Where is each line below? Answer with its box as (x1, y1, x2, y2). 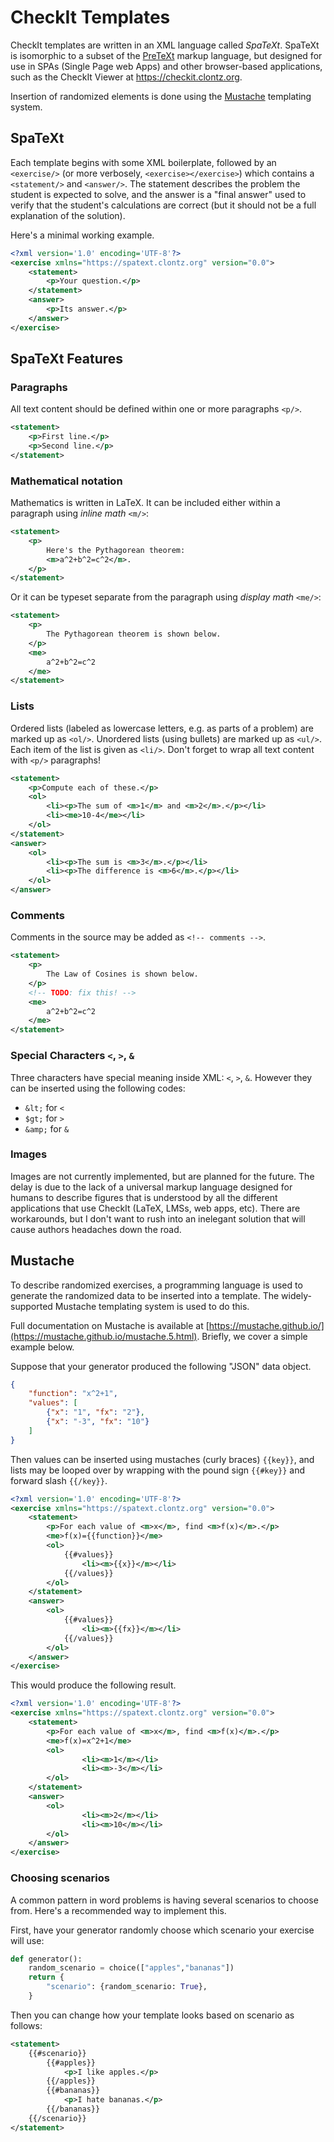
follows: (10, 2019, 43, 2031)
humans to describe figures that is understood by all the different (10, 1191, 278, 1203)
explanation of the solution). (10, 209, 126, 221)
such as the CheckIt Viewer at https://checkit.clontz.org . (10, 71, 243, 83)
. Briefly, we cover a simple (196, 1330, 308, 1342)
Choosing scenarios (10, 1871, 110, 1885)
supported (10, 1300, 53, 1312)
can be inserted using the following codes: (10, 1082, 186, 1094)
